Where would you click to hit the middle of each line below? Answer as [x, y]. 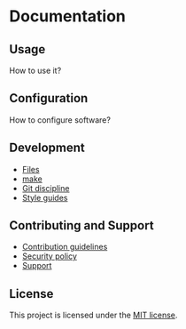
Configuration [49, 98]
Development [47, 148]
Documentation [68, 16]
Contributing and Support [81, 225]
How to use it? [35, 70]
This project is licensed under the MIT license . [93, 315]
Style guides [45, 197]
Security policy [50, 256]
